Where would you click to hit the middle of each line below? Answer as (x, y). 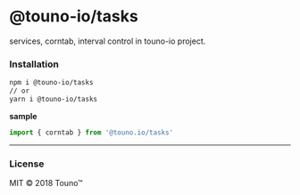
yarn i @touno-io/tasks (54, 99)
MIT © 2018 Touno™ (46, 183)
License (27, 164)
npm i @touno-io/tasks (51, 83)
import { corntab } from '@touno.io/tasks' (92, 132)
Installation (34, 64)
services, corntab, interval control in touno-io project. (108, 41)
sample (23, 116)
